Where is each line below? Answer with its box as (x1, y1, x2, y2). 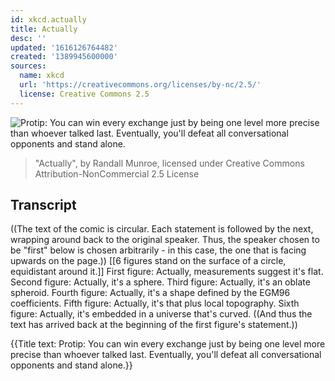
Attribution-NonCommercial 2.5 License (34, 167, 200, 180)
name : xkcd (19, 71, 65, 81)
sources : (10, 61, 47, 71)
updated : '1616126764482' (10, 42, 118, 53)
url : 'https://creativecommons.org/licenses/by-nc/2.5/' (19, 80, 262, 90)
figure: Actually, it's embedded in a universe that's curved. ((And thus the (10, 308, 313, 320)
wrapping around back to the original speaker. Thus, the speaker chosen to (10, 234, 320, 246)
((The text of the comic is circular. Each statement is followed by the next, (10, 223, 314, 235)
